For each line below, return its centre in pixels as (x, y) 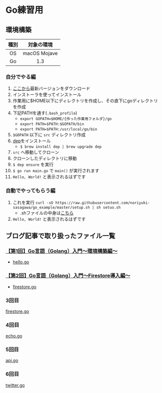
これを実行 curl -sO (33, 202)
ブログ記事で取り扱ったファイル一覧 (60, 236)
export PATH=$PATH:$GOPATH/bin (52, 124)
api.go (12, 361)
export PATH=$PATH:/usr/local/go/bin (59, 130)
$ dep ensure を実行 (33, 164)
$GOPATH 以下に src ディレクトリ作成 (49, 135)
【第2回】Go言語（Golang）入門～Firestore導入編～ (68, 276)
